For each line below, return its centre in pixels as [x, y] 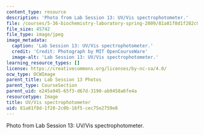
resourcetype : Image [32, 97]
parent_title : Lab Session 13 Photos [54, 80]
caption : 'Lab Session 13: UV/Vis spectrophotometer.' [83, 46]
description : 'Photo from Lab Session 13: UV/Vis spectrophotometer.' [97, 18]
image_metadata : [27, 40]
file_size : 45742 [28, 29]
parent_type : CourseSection [42, 86]
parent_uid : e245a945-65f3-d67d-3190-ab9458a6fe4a [72, 91]
